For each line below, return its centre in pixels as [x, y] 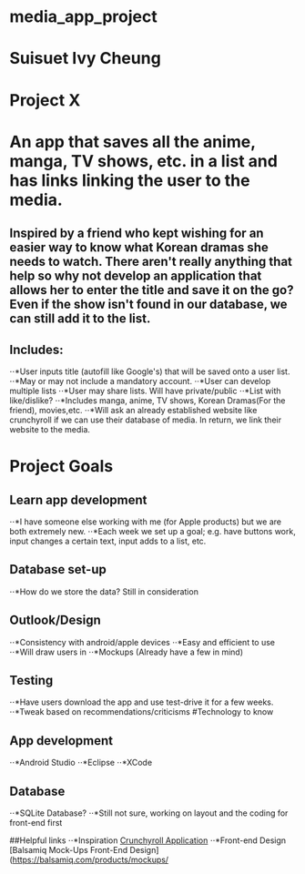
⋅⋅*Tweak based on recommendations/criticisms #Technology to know [142, 712]
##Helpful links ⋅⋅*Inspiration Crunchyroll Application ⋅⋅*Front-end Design [148, 840]
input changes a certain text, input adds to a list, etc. [108, 541]
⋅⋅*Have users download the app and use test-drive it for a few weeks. [142, 702]
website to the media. [50, 429]
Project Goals [61, 467]
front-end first [36, 823]
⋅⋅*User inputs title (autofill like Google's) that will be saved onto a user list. [150, 371]
